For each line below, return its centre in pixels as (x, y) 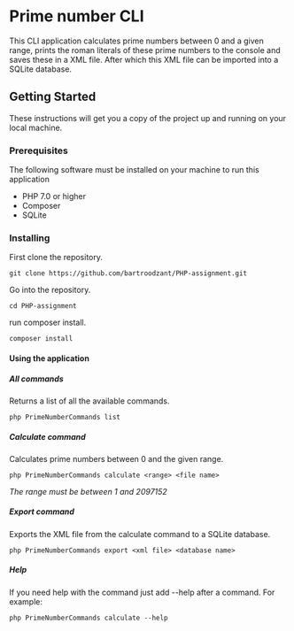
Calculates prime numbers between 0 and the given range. (116, 458)
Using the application (50, 358)
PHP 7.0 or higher (54, 196)
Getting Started (53, 97)
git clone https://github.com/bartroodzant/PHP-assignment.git (128, 273)
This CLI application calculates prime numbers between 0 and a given (136, 41)
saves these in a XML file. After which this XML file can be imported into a (144, 59)
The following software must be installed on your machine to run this (134, 170)
